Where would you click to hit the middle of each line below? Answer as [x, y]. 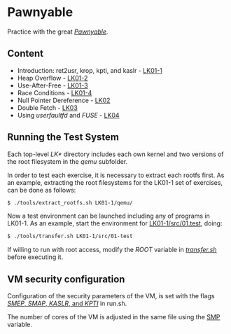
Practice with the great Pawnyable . [58, 32]
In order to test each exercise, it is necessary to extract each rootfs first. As [116, 175]
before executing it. [35, 257]
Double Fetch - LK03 [48, 107]
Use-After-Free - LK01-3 [53, 85]
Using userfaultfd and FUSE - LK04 [69, 115]
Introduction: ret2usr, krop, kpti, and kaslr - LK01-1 [90, 70]
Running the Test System [63, 137]
